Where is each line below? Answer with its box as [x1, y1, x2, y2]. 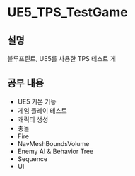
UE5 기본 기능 [17, 97, 57, 106]
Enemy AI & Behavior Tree [17, 147, 94, 155]
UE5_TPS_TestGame [7, 4, 129, 21]
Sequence [17, 154, 48, 163]
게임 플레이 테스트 [17, 106, 67, 114]
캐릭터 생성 [17, 115, 49, 123]
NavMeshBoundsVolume [17, 139, 90, 148]
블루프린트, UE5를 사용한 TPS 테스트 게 [7, 55, 117, 62]
